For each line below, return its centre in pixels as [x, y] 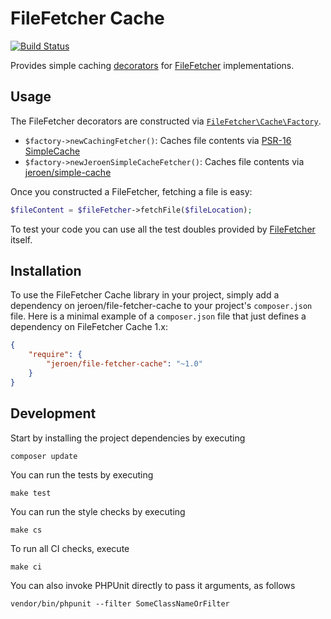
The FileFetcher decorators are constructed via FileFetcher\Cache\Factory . [166, 121]
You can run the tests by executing [82, 474]
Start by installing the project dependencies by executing [128, 438]
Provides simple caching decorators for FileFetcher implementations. [152, 65]
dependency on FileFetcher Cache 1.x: [89, 327]
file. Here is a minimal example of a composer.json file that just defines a [158, 316]
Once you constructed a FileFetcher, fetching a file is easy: [131, 191]
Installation [46, 271]
